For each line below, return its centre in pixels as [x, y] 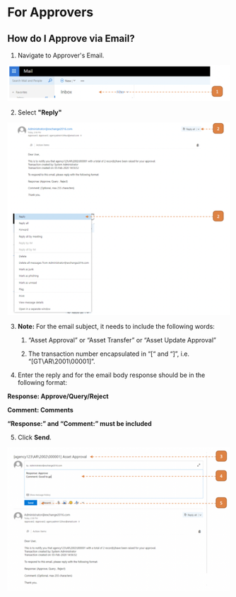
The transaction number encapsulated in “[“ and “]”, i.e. [108, 354]
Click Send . [34, 437]
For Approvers [51, 12]
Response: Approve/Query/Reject [58, 396]
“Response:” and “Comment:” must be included [79, 423]
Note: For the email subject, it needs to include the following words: [116, 326]
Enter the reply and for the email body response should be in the [111, 375]
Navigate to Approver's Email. [61, 55]
